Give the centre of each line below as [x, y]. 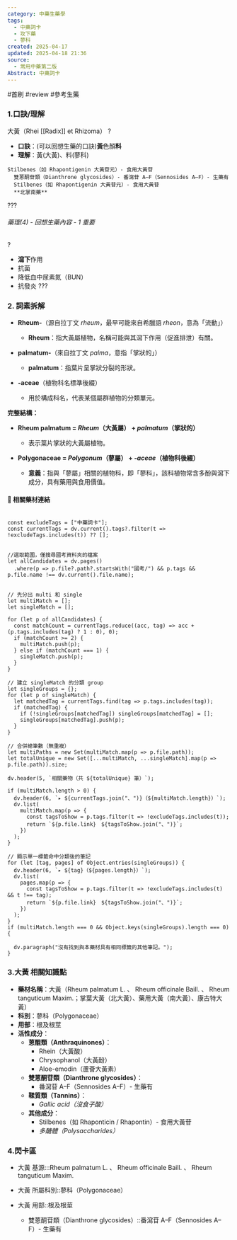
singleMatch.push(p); [52, 656]
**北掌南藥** [31, 192]
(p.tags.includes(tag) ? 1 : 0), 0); [63, 632]
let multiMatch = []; [39, 601]
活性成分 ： [33, 1033]
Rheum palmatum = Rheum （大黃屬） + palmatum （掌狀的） [108, 428]
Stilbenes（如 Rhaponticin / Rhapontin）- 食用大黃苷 [115, 1122]
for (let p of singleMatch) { [52, 695]
